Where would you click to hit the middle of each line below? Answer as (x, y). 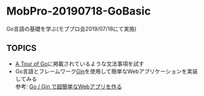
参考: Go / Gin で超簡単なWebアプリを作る (69, 86)
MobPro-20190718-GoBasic (79, 11)
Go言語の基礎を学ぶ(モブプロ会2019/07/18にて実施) (71, 29)
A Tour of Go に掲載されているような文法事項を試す (80, 63)
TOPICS (21, 48)
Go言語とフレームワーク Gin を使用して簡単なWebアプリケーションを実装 (106, 71)
